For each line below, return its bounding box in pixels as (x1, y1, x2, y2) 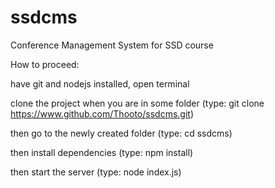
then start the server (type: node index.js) (10, 166, 182, 178)
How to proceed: (10, 58, 80, 70)
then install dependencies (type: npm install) (10, 146, 194, 158)
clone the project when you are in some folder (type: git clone (10, 97, 265, 109)
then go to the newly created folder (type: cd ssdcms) (10, 127, 233, 139)
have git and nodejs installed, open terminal (10, 77, 190, 90)
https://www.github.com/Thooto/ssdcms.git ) (10, 107, 195, 120)
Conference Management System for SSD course (10, 39, 214, 51)
